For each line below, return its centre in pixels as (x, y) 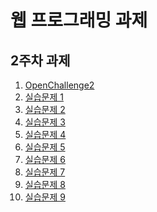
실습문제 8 (45, 184)
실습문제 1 (44, 97)
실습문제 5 (45, 147)
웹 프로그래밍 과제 (79, 20)
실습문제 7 (45, 172)
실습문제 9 (45, 197)
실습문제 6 (45, 159)
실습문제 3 (45, 122)
